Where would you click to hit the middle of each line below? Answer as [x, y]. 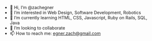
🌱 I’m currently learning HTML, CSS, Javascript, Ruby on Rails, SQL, [78, 18]
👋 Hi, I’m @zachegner [32, 7]
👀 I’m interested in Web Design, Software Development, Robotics [75, 13]
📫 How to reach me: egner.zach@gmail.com [55, 33]
